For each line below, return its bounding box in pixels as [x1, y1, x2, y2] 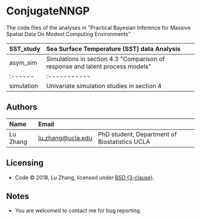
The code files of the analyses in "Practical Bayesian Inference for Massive [6, 24, 191, 31]
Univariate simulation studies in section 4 [45, 82, 162, 90]
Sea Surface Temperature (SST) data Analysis [45, 44, 181, 53]
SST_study [9, 44, 41, 53]
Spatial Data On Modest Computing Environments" [6, 30, 131, 37]
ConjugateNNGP [6, 4, 90, 18]
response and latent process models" [45, 62, 151, 70]
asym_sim [9, 58, 38, 67]
